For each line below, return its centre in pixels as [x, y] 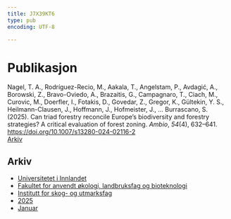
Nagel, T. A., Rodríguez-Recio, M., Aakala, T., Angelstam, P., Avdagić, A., [113, 87]
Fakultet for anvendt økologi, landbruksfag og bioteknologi [102, 186]
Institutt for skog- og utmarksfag [65, 193]
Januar [28, 208]
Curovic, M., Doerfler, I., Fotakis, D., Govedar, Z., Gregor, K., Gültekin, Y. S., [115, 102]
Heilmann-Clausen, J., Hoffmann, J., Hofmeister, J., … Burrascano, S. [108, 109]
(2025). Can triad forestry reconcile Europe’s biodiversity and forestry [108, 117]
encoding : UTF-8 [31, 27]
